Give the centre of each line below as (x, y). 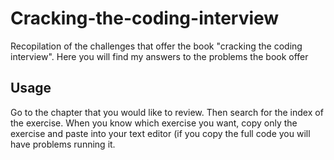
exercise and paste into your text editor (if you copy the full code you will (160, 133)
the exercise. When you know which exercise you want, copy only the (154, 123)
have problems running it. (63, 144)
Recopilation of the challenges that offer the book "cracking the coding (156, 46)
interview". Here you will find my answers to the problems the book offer (159, 56)
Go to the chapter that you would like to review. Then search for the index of (167, 112)
